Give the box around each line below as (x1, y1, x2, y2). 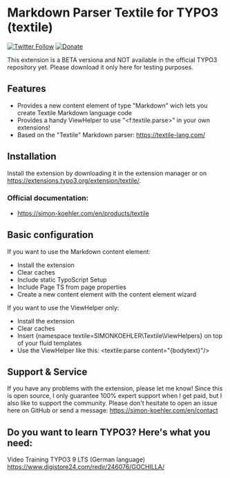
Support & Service (7, 366, 88, 378)
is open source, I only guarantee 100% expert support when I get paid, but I (7, 392, 222, 400)
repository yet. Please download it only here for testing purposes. (7, 63, 193, 71)
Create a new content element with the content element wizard (17, 290, 197, 298)
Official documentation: (7, 193, 89, 203)
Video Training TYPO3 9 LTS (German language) (7, 455, 146, 464)
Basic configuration (7, 229, 94, 241)
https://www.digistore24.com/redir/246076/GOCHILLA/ (7, 463, 165, 471)
